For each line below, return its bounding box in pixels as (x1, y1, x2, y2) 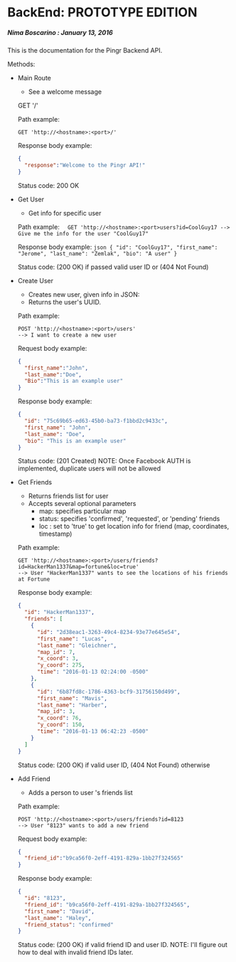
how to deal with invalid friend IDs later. (17, 948, 134, 957)
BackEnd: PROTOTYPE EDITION (7, 4, 198, 21)
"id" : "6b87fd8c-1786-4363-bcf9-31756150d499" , (36, 688, 181, 695)
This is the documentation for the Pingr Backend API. (7, 46, 163, 55)
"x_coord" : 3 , (36, 655, 79, 662)
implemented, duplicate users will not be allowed (17, 464, 161, 473)
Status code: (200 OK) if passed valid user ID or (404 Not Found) (17, 263, 209, 271)
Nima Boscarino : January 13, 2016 (7, 28, 114, 36)
